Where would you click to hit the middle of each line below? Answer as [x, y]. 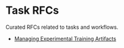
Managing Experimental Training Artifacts [65, 38]
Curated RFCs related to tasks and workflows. [62, 27]
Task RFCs [32, 10]
